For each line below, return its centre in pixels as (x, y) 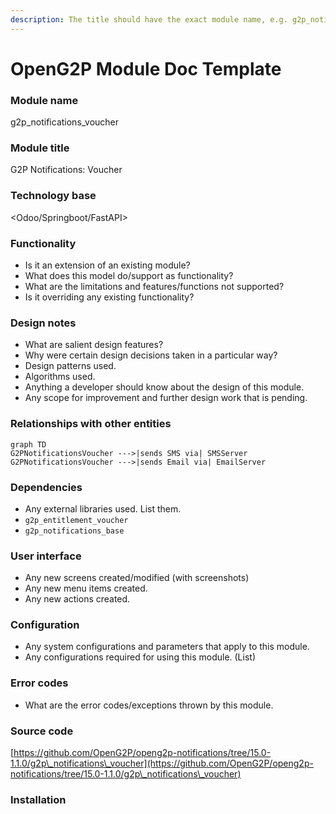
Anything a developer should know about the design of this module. (164, 387)
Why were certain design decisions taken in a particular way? (151, 355)
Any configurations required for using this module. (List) (140, 657)
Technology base (53, 196)
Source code (42, 731)
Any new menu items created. (86, 588)
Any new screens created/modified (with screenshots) (137, 578)
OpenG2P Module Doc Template (146, 68)
